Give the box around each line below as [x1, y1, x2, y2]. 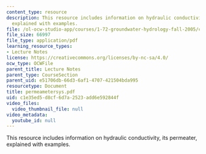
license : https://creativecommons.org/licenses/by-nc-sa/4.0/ [6, 55, 169, 61]
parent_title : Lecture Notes [6, 66, 81, 72]
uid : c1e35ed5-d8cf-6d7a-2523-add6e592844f [6, 94, 120, 101]
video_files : [6, 100, 40, 106]
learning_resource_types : [6, 44, 72, 50]
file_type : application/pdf [6, 37, 78, 44]
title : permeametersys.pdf [6, 89, 75, 95]
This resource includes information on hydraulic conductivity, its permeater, [6, 134, 197, 142]
